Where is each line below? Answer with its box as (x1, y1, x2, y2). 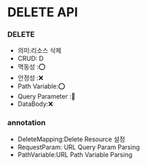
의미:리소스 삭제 (17, 47, 61, 55)
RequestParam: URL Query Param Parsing (17, 143, 140, 151)
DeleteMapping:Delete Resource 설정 (17, 135, 126, 143)
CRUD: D (17, 54, 44, 63)
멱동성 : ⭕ (17, 63, 46, 71)
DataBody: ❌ (17, 100, 54, 108)
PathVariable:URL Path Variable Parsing (17, 150, 133, 159)
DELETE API (7, 4, 78, 20)
